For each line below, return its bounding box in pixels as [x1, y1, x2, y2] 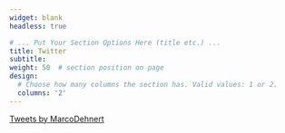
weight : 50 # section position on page [9, 63, 165, 72]
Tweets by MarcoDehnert [9, 113, 104, 124]
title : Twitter [9, 46, 67, 55]
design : [9, 71, 39, 81]
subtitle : [9, 55, 47, 64]
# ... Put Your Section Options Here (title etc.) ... [9, 38, 221, 47]
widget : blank [9, 13, 64, 23]
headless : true [9, 22, 67, 31]
